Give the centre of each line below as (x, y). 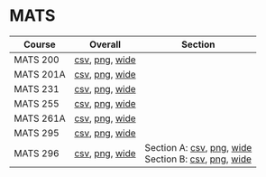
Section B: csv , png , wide (198, 159)
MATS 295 (37, 133)
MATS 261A (40, 118)
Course (40, 44)
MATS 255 (37, 103)
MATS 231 (37, 88)
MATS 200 (37, 60)
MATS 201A (40, 74)
